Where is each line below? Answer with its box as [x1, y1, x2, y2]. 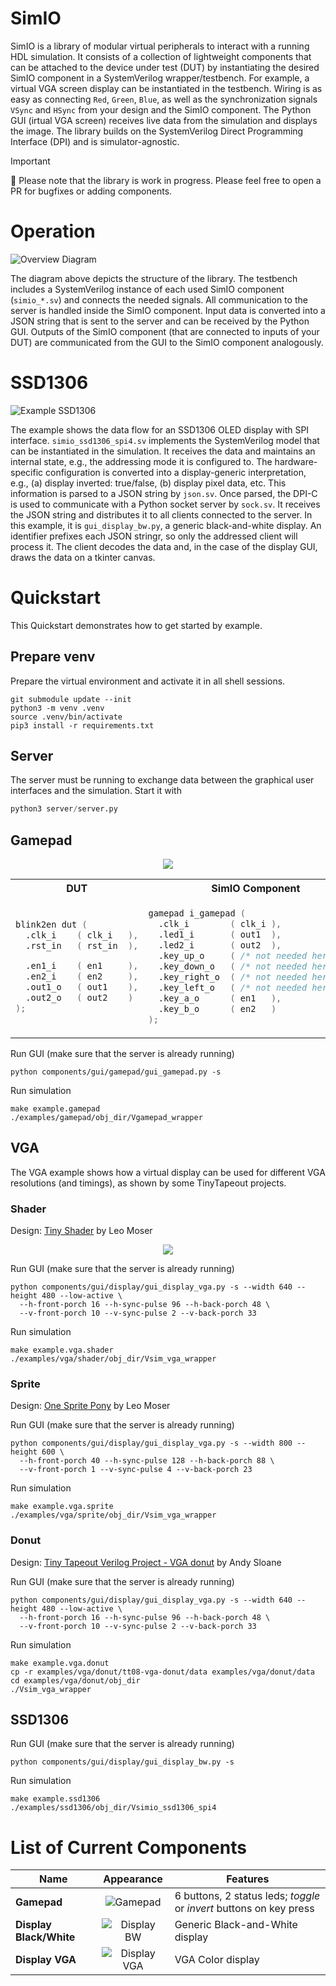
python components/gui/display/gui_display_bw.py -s [10, 1757, 235, 1767]
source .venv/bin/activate [10, 712, 123, 722]
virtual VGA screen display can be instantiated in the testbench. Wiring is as [10, 82, 323, 94]
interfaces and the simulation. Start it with [10, 785, 182, 797]
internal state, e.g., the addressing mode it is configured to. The [10, 455, 273, 467]
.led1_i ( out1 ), [158, 929, 282, 941]
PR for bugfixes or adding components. [10, 185, 173, 197]
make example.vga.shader [10, 1345, 114, 1355]
